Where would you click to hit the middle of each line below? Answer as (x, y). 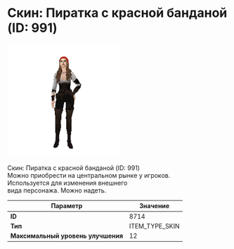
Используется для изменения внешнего (67, 183)
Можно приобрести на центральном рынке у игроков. (89, 175)
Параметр (67, 206)
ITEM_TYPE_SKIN (155, 226)
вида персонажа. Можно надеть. (57, 190)
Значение (155, 206)
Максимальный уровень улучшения (67, 236)
